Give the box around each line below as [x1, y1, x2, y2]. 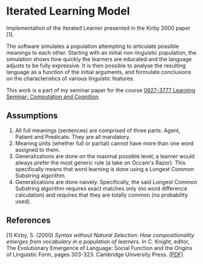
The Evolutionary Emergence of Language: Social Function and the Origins [6, 244, 193, 251]
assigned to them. [15, 146, 61, 153]
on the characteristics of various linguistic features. [6, 75, 135, 82]
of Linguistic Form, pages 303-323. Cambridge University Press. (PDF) [6, 251, 184, 258]
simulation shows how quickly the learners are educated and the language [6, 55, 192, 63]
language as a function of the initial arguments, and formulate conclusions [6, 68, 191, 75]
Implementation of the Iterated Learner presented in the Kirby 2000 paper [6, 24, 191, 32]
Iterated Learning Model [6, 4, 130, 18]
